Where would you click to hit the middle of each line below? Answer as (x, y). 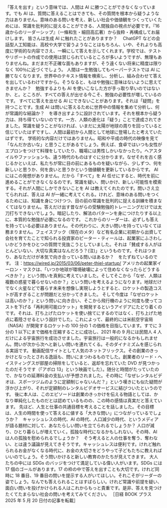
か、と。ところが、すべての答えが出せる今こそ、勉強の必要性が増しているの (83, 94)
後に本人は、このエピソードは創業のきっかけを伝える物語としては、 (84, 394)
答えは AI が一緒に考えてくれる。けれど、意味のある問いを (91, 194)
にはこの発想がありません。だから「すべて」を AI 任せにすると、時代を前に (82, 175)
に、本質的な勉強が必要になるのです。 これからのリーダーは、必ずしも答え (82, 219)
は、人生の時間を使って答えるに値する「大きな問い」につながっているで (79, 413)
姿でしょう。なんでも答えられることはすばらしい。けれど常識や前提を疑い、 (83, 482)
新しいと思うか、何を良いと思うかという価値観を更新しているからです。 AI (82, 169)
